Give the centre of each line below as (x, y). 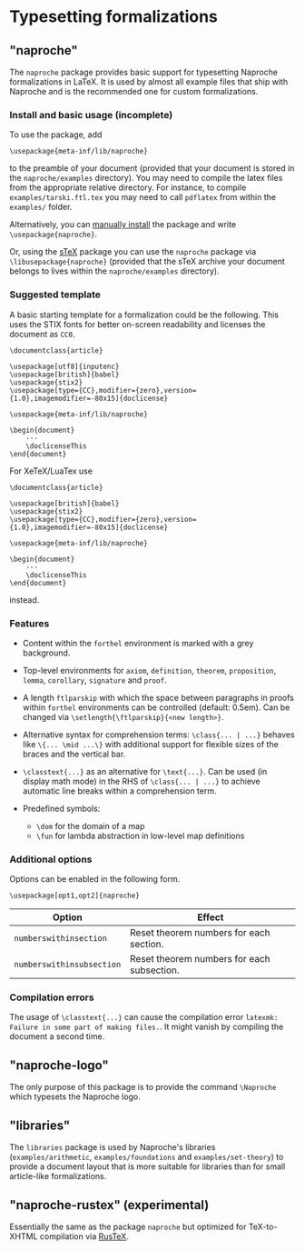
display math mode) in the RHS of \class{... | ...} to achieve (141, 781)
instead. (25, 600)
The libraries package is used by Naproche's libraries (113, 1147)
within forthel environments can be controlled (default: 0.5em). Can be (156, 707)
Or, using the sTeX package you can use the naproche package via (133, 252)
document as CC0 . (42, 334)
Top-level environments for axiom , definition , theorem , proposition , (149, 670)
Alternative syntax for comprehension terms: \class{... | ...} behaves (158, 735)
